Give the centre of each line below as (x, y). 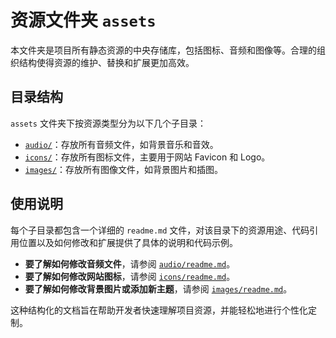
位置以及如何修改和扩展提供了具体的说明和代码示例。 (128, 242)
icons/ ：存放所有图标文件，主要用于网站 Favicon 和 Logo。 (147, 157)
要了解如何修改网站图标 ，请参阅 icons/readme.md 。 (130, 276)
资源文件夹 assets (83, 20)
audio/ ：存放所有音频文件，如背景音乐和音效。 (121, 144)
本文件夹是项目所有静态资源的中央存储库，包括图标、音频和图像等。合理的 (163, 50)
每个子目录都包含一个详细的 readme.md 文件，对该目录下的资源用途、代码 (160, 230)
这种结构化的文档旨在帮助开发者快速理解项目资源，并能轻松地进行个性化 (159, 310)
